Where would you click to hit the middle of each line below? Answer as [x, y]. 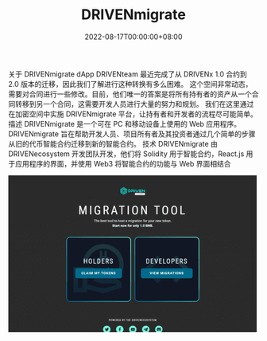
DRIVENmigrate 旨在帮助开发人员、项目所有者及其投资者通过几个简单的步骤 [132, 134]
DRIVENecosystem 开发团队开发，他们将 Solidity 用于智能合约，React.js [126, 154]
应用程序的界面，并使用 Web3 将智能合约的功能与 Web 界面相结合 [123, 163]
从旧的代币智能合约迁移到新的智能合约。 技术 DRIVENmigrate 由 [113, 143]
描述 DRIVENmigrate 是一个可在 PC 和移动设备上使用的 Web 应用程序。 [125, 123]
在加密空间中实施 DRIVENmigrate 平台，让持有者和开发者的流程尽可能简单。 [133, 114]
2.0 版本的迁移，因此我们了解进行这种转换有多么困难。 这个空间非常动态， [130, 84]
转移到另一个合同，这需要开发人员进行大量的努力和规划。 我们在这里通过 [134, 104]
